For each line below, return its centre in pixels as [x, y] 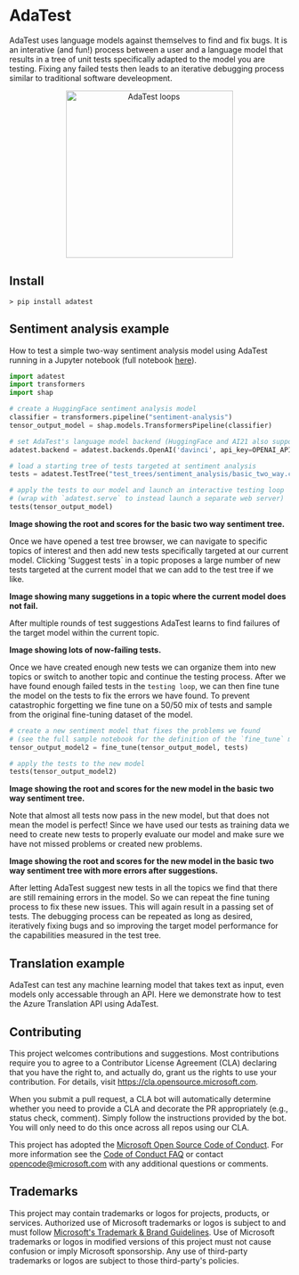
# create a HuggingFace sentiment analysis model [103, 409]
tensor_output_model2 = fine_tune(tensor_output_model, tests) [129, 747]
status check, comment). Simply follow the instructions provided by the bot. [148, 1118]
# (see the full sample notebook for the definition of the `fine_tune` [147, 739]
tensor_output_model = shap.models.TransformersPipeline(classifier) [141, 425]
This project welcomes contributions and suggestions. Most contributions [144, 1053]
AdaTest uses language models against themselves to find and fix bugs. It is [148, 40]
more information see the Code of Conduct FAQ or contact [117, 1154]
